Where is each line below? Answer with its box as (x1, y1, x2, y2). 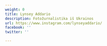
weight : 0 (5, 7, 25, 12)
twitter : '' (5, 30, 29, 34)
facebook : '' (5, 25, 31, 30)
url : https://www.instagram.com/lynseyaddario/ (5, 20, 103, 26)
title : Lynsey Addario (5, 12, 51, 16)
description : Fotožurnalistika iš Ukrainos (5, 16, 94, 21)
